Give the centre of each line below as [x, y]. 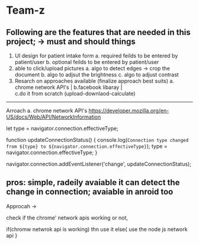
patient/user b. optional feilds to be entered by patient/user [87, 62]
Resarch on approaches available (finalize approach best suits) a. [94, 81]
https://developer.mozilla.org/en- [129, 111]
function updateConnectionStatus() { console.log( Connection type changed [97, 140]
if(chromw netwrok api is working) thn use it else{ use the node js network [97, 229]
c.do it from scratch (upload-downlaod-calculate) [75, 93]
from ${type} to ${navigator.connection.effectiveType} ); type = [87, 146]
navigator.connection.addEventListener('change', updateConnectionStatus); [99, 164]
